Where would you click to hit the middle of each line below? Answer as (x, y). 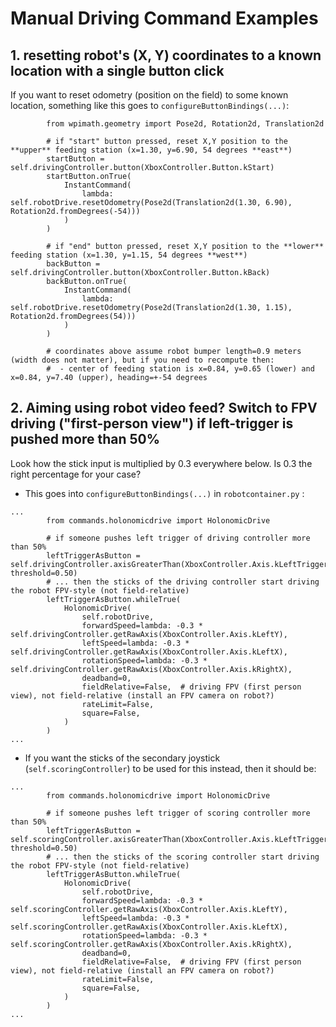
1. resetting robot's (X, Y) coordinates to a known (166, 55)
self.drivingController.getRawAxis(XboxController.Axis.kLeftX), (149, 652)
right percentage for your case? (76, 474)
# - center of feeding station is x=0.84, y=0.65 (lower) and (180, 369)
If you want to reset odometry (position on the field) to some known (149, 95)
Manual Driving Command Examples (164, 18)
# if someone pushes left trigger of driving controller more (178, 538)
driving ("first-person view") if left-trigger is (152, 423)
